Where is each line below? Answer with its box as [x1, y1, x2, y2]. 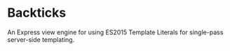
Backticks [7, 5, 67, 21]
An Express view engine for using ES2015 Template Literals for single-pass [7, 28, 224, 36]
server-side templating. [7, 35, 75, 43]
